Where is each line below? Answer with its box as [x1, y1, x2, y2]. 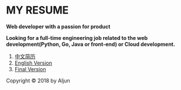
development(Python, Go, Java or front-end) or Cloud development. [6, 41, 176, 48]
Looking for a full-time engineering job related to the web [6, 34, 148, 41]
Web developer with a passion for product [6, 23, 111, 30]
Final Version [14, 65, 46, 72]
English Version [14, 59, 53, 66]
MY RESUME [6, 4, 69, 17]
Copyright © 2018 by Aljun [6, 77, 70, 84]
